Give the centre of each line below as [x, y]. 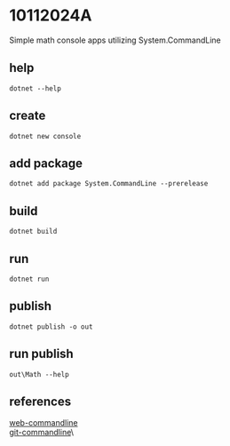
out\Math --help [39, 374]
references [40, 402]
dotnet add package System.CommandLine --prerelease [109, 184]
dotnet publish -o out [51, 327]
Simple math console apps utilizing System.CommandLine [115, 40]
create [28, 116]
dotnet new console [45, 136]
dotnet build [33, 232]
